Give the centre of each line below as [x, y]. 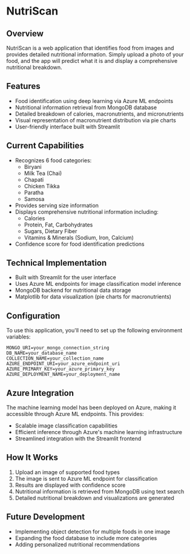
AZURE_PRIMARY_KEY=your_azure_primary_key [61, 369]
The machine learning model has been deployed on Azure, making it [91, 407]
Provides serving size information [57, 205]
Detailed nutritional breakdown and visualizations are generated [94, 498]
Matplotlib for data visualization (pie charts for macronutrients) [93, 297]
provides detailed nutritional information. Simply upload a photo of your [95, 54]
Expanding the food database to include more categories [86, 538]
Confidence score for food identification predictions [80, 244]
